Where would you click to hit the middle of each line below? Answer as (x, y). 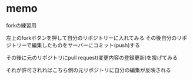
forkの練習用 (21, 25)
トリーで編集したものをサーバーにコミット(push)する (75, 45)
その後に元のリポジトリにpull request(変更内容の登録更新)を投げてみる (92, 57)
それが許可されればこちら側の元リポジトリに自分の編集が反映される (89, 70)
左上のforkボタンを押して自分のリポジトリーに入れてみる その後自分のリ (94, 37)
